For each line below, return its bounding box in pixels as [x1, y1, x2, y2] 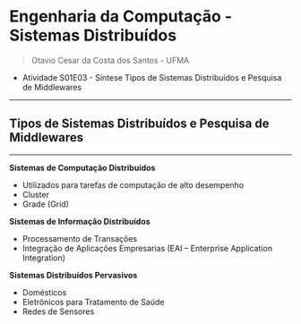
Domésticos [21, 286, 67, 297]
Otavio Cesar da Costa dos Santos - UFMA [30, 55, 190, 65]
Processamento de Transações [21, 233, 137, 243]
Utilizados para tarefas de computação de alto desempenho [21, 179, 245, 190]
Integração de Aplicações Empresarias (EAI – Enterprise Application [21, 243, 273, 253]
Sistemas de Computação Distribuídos [9, 162, 156, 173]
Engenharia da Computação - [9, 6, 233, 27]
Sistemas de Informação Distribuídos [9, 216, 150, 226]
